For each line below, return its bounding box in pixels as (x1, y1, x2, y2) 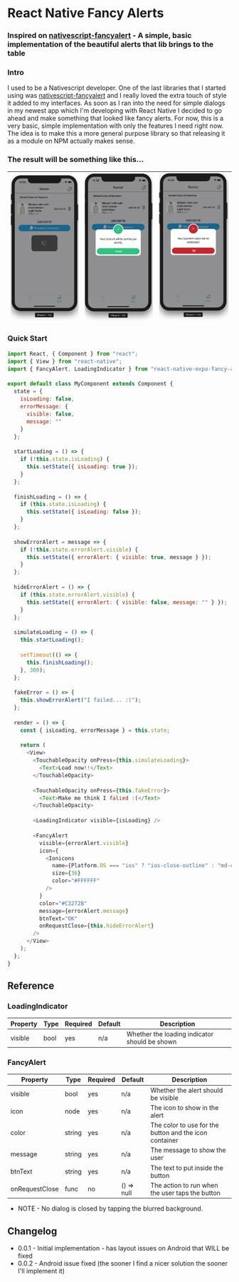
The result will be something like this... (7, 155, 144, 165)
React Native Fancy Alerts (7, 5, 164, 21)
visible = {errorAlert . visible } (38, 839, 129, 847)
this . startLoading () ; (20, 637, 84, 644)
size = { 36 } (52, 869, 81, 877)
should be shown (127, 1037, 177, 1046)
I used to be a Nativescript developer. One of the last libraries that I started (7, 84, 226, 92)
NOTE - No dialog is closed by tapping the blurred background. (17, 1204, 203, 1213)
